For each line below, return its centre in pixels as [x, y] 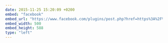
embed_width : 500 [23, 23]
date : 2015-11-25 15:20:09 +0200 [40, 10]
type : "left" [19, 33]
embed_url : [16, 19]
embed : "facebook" [24, 14]
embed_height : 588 [24, 28]
